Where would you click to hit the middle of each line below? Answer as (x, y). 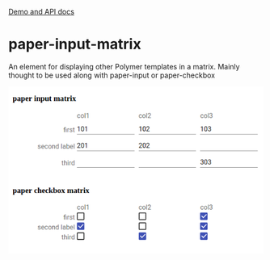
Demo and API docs (42, 12)
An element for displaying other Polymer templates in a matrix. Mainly (124, 66)
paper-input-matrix (75, 44)
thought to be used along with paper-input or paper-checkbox (112, 75)
